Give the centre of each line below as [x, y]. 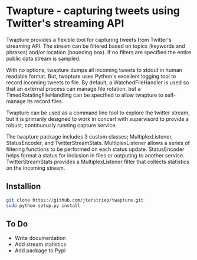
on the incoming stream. [36, 168]
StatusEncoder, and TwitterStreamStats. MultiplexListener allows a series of [98, 143]
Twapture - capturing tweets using [93, 11]
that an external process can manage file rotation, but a [73, 88]
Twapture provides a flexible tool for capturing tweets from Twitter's [89, 40]
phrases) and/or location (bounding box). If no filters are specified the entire [99, 52]
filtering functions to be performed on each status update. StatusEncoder [95, 149]
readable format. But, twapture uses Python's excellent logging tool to [91, 76]
